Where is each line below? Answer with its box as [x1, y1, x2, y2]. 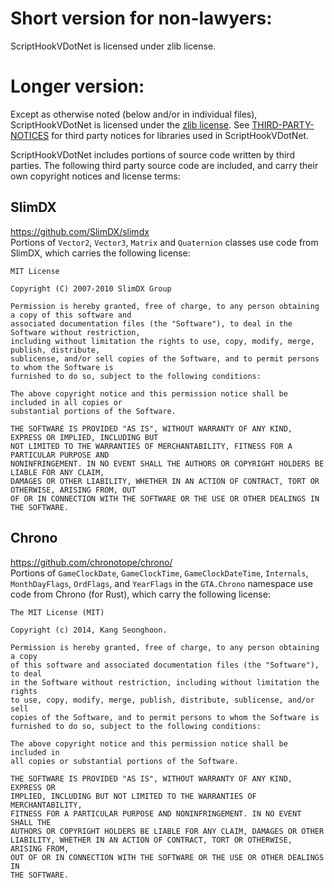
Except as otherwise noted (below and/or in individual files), [10, 108, 258, 120]
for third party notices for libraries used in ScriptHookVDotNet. [51, 129, 310, 141]
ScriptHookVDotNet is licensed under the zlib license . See [10, 118, 250, 131]
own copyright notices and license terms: [10, 170, 181, 182]
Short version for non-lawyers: [10, 7, 273, 30]
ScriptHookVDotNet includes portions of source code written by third [10, 148, 295, 161]
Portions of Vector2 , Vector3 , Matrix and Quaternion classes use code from [10, 236, 319, 248]
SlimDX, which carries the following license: [10, 247, 191, 259]
